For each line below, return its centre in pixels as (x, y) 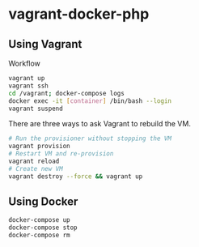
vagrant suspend (36, 109)
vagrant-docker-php (79, 14)
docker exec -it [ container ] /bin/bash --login (90, 101)
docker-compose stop (43, 228)
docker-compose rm (39, 236)
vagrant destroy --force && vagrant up (76, 176)
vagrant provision (39, 147)
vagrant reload (34, 161)
